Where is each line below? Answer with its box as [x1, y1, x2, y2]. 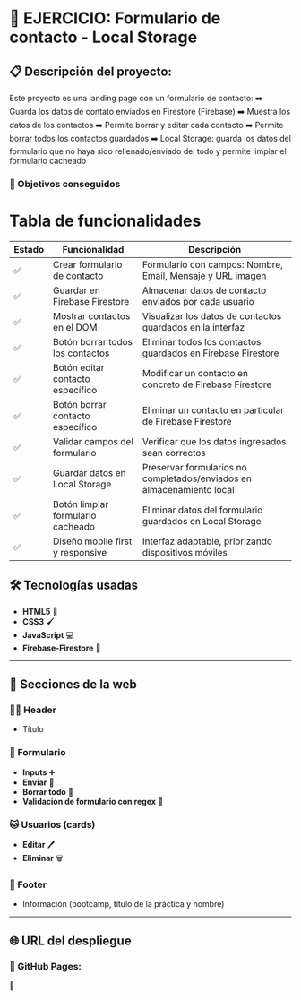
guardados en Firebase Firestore [142, 347, 279, 359]
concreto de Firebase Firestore [142, 378, 272, 391]
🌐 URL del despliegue [9, 933, 132, 948]
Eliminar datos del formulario [142, 504, 263, 516]
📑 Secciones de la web [9, 677, 137, 693]
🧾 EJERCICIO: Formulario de [9, 8, 221, 29]
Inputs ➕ [21, 766, 56, 778]
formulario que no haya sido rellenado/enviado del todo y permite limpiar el [9, 146, 287, 156]
